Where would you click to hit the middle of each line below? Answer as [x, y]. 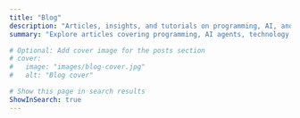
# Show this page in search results [77, 91]
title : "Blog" [36, 17]
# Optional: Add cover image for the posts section [107, 50]
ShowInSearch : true [46, 99]
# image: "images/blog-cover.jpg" [77, 67]
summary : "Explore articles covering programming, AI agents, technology [150, 34]
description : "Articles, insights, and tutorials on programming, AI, [143, 26]
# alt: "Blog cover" [51, 76]
